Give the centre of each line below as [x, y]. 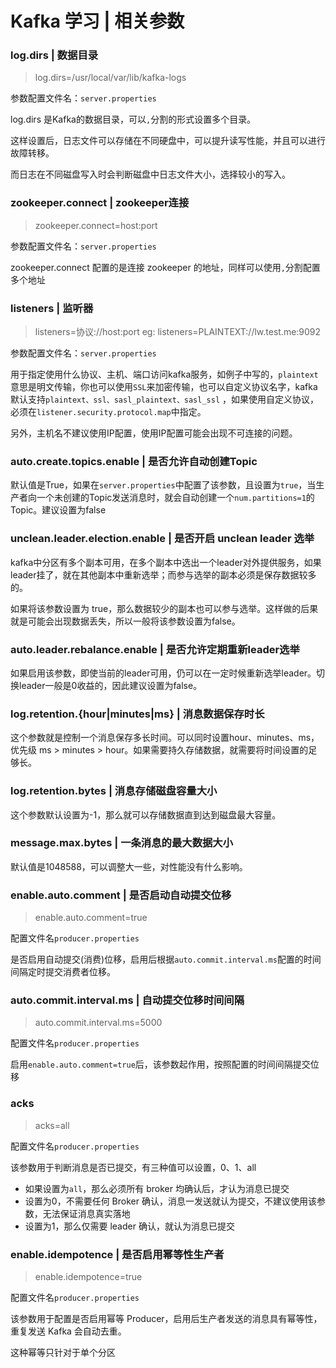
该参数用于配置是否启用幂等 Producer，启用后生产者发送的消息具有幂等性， [166, 1319]
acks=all [52, 1125]
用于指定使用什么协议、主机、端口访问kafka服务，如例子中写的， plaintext [164, 374]
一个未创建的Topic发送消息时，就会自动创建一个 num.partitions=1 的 [175, 498]
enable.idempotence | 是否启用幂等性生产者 [117, 1254]
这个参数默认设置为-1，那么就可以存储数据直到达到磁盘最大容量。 [146, 814]
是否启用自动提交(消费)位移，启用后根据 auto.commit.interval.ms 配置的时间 [166, 959]
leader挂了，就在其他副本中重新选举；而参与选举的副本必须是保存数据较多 [163, 574]
